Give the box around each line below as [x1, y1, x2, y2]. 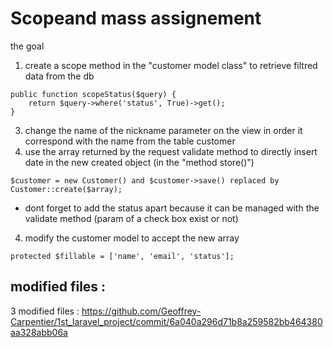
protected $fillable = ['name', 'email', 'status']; [10, 251, 235, 261]
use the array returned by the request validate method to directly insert [24, 145, 318, 157]
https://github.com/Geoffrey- [81, 305, 202, 317]
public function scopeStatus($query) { [10, 89, 177, 99]
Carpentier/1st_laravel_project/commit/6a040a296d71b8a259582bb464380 [10, 315, 323, 327]
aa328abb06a [10, 326, 68, 338]
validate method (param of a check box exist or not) [24, 212, 239, 224]
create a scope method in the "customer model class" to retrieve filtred [24, 59, 318, 71]
